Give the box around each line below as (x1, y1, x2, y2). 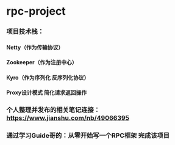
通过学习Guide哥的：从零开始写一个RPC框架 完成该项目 (6, 132, 170, 140)
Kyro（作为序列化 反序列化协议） (6, 73, 90, 81)
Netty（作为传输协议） (6, 43, 64, 51)
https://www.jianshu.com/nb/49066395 (6, 114, 130, 122)
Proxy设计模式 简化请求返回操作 (6, 89, 87, 96)
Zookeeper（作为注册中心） (6, 59, 77, 66)
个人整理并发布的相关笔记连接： (6, 106, 101, 114)
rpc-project (6, 4, 66, 18)
